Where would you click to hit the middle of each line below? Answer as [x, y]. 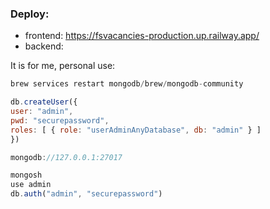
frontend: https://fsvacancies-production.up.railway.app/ [142, 36]
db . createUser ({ [44, 102]
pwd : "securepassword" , [60, 120]
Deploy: [30, 14]
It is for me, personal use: [63, 66]
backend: [44, 46]
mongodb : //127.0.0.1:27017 [66, 157]
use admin [31, 185]
